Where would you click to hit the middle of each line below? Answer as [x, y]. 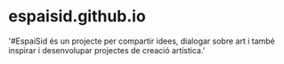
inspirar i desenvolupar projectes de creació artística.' [107, 50]
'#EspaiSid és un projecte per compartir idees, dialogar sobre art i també [142, 41]
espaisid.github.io [77, 16]
